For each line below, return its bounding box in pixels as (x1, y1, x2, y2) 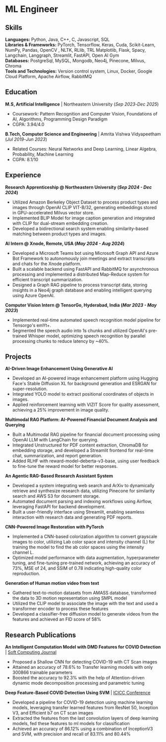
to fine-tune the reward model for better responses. (12, 463, 118, 469)
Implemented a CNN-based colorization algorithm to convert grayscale (12, 533, 158, 539)
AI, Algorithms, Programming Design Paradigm (12, 116, 108, 122)
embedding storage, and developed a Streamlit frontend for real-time (12, 447, 154, 453)
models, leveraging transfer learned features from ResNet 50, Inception (12, 705, 159, 711)
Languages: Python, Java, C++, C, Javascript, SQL (5, 36, 110, 42)
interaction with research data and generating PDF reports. (12, 514, 133, 521)
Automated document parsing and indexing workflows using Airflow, (12, 499, 153, 505)
